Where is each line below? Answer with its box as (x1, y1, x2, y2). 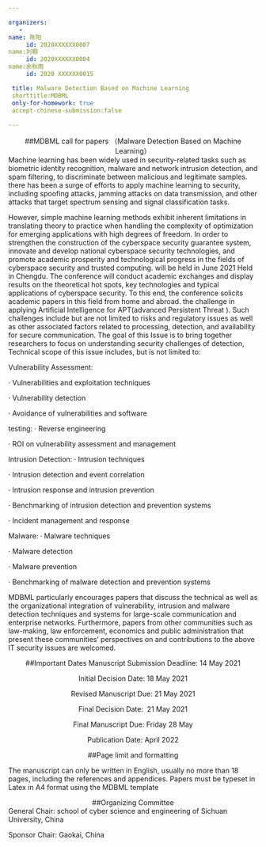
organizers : (8, 18, 47, 26)
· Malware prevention (8, 562, 78, 572)
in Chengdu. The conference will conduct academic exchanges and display (8, 272, 254, 281)
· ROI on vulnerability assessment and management (8, 439, 177, 449)
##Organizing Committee (92, 798, 174, 807)
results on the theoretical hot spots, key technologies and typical (8, 280, 219, 290)
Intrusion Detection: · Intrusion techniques (8, 454, 145, 464)
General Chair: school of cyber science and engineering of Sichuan (8, 807, 228, 816)
